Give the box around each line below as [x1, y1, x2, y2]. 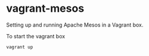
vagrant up [6, 44, 33, 50]
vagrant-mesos [6, 2, 85, 15]
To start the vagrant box [6, 32, 66, 39]
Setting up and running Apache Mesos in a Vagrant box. [6, 21, 144, 28]
